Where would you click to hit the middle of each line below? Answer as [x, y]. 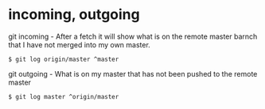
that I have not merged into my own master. [80, 44]
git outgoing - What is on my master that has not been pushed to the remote [133, 73]
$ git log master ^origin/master [64, 96]
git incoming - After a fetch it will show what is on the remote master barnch [133, 36]
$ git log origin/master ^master [64, 59]
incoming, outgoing [74, 15]
